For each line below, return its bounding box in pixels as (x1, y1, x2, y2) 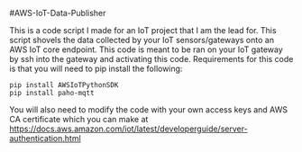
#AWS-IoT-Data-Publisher (9, 8, 106, 18)
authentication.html (9, 133, 81, 143)
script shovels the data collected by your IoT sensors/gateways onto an (9, 35, 275, 45)
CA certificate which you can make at (9, 114, 149, 124)
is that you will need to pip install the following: (9, 63, 183, 74)
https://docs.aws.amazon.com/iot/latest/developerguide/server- (9, 123, 248, 134)
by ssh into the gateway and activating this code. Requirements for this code (9, 54, 294, 64)
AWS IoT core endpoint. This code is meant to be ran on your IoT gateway (9, 44, 284, 55)
